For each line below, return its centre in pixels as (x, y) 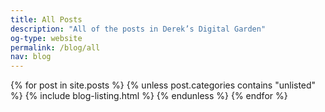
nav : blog (31, 57)
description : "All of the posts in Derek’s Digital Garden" (138, 29)
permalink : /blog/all (55, 47)
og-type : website (46, 38)
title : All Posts (46, 19)
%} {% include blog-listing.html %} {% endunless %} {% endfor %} (149, 96)
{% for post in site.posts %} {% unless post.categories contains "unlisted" (163, 85)
